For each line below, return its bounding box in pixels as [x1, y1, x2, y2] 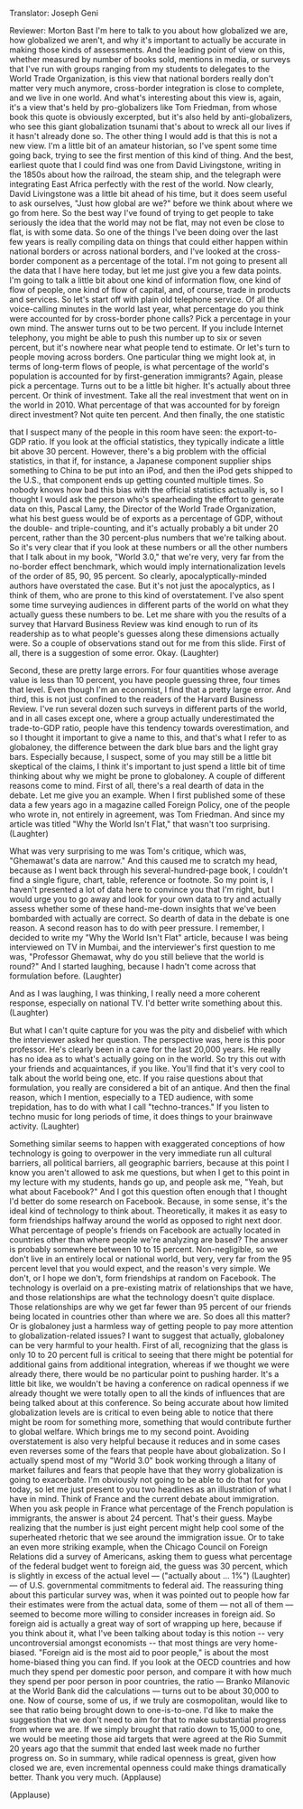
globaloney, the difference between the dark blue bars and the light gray [9, 742, 279, 753]
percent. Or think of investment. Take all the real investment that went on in [9, 390, 289, 400]
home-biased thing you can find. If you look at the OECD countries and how [9, 1657, 291, 1667]
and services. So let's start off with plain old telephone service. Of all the [9, 294, 280, 305]
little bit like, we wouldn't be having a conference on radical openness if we [9, 1378, 289, 1389]
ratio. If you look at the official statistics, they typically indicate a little [28, 436, 285, 446]
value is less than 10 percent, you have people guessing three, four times [9, 675, 281, 685]
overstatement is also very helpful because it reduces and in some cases [9, 1436, 281, 1447]
